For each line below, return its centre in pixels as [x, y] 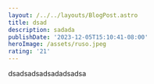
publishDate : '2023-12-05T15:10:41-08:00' [78, 37]
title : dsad [27, 23]
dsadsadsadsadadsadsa [47, 73]
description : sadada [42, 30]
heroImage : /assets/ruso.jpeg [57, 44]
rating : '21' [29, 51]
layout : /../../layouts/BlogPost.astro [73, 15]
